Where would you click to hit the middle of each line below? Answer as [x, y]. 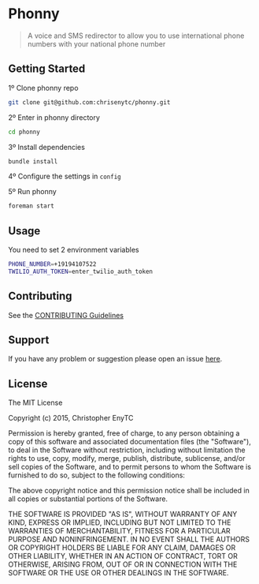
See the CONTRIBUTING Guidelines [66, 315]
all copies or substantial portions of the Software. [88, 499]
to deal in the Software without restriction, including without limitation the [127, 450]
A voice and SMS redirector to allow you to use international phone [136, 36]
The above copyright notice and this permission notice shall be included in [129, 491]
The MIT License [35, 402]
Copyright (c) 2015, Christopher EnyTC [71, 418]
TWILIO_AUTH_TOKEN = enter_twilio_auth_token [81, 271]
